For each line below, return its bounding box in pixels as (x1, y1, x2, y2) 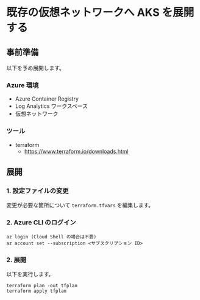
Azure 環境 (6, 80, 39, 89)
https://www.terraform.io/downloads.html (24, 148, 129, 155)
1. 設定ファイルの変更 (6, 187, 69, 195)
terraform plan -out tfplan (6, 282, 78, 288)
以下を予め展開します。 (6, 65, 65, 71)
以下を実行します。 (6, 270, 54, 277)
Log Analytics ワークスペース (15, 102, 88, 110)
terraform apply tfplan (6, 288, 67, 294)
